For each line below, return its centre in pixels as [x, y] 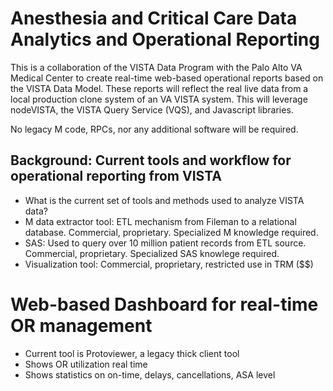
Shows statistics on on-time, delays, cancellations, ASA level [150, 374]
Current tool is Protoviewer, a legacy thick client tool [132, 353]
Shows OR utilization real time [86, 364]
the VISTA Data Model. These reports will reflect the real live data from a [159, 88]
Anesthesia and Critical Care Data [154, 18]
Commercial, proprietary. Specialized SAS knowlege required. [152, 253]
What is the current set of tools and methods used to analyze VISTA [164, 200]
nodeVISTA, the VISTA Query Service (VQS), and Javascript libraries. [152, 109]
